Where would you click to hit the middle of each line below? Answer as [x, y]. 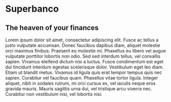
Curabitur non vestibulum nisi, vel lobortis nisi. [54, 94]
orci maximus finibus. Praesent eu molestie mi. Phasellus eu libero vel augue [86, 51]
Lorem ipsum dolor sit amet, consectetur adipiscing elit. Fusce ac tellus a [82, 40]
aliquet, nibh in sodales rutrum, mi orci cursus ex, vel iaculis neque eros [80, 83]
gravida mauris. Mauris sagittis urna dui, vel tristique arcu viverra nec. [79, 89]
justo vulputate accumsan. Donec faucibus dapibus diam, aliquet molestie [83, 45]
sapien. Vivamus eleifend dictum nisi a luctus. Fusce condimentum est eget [84, 61]
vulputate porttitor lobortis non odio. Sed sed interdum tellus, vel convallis [83, 56]
